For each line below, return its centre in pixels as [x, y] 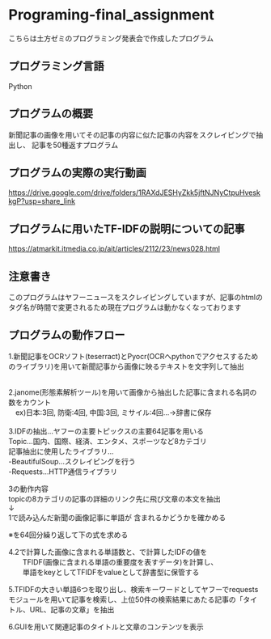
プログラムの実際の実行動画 [78, 173]
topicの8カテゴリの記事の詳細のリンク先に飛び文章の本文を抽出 [114, 498]
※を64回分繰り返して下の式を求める [68, 535]
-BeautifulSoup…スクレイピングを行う [72, 461]
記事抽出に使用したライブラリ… [61, 451]
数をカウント [30, 402]
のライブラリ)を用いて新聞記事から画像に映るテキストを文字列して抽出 [126, 366]
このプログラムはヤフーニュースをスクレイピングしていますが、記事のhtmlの [135, 297]
